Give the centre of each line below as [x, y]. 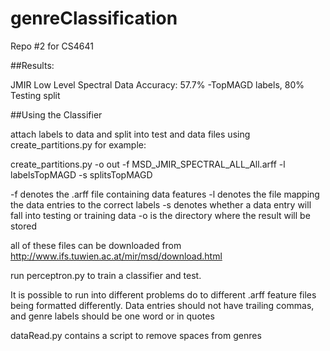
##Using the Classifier [56, 114]
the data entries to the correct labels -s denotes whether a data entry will [161, 204]
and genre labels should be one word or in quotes [112, 316]
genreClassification [94, 18]
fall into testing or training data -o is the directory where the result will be [160, 215]
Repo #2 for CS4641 [52, 46]
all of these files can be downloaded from [96, 245]
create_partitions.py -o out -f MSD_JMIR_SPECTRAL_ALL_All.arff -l [148, 164]
